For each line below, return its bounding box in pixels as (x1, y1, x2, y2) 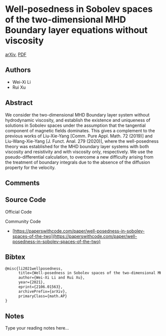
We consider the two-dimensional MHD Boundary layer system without (5, 112, 150, 117)
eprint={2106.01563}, (18, 284, 63, 289)
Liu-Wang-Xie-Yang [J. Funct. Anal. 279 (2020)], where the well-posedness (5, 138, 159, 144)
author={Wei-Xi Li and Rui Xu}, (18, 275, 85, 280)
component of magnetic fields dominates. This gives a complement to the (5, 127, 155, 133)
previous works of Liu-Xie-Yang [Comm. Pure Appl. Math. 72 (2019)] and (5, 133, 153, 139)
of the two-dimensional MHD (5, 14, 126, 25)
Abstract (5, 99, 33, 107)
